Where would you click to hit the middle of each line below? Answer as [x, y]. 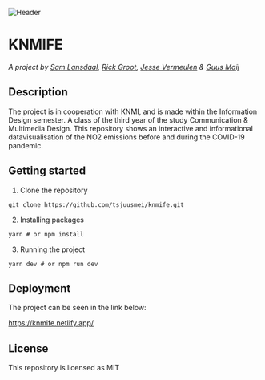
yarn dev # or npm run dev [53, 264]
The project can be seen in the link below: [77, 308]
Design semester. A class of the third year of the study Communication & [128, 119]
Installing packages [52, 220]
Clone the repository [54, 190]
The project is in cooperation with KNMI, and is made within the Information [133, 111]
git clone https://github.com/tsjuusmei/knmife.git [96, 204]
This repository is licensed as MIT [64, 368]
